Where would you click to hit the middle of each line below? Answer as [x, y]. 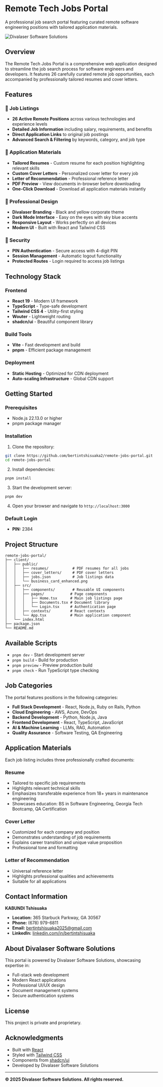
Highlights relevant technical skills [46, 788]
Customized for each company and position [56, 832]
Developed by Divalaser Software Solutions [55, 1065]
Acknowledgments [34, 1038]
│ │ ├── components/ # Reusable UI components [65, 590]
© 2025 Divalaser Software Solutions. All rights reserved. [64, 1079]
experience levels [30, 124]
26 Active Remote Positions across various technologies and [73, 119]
